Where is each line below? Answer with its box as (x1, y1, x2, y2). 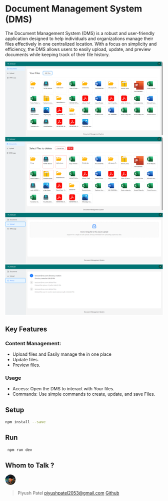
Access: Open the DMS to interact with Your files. (12, 386, 114, 392)
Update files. (12, 356, 39, 362)
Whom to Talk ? (5, 461, 54, 469)
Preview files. (12, 362, 40, 368)
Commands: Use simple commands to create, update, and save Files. (12, 391, 155, 397)
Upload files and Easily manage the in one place (12, 351, 111, 357)
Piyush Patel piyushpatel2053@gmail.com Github (17, 490, 119, 496)
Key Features (5, 325, 47, 333)
